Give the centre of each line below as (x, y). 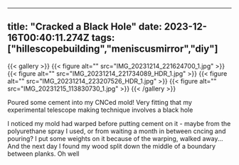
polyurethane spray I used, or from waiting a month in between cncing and (117, 131)
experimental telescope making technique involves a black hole (100, 110)
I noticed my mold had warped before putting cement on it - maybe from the (119, 123)
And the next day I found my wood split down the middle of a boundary (111, 146)
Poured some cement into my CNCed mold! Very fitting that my (100, 102)
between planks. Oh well (43, 154)
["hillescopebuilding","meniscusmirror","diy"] (113, 49)
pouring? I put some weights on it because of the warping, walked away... (115, 138)
